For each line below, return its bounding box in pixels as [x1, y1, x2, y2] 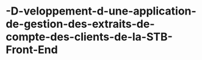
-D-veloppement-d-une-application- [5, 4, 197, 18]
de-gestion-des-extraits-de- [5, 17, 155, 31]
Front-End [5, 43, 59, 57]
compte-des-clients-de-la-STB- [5, 30, 173, 44]
